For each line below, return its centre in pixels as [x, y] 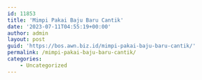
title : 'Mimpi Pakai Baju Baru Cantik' [66, 20]
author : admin [28, 33]
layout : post [26, 40]
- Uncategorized [44, 65]
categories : [25, 59]
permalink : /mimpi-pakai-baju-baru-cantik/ [72, 53]
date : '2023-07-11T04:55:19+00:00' [59, 26]
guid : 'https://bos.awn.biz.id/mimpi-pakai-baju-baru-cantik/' [102, 46]
